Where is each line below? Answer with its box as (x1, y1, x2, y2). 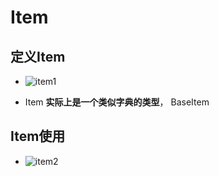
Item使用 (10, 128, 66, 145)
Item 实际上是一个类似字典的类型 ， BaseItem (24, 96, 210, 108)
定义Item (10, 48, 66, 65)
